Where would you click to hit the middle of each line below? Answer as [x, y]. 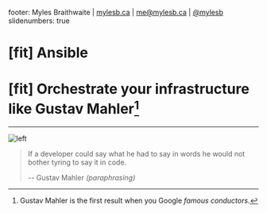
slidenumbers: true [39, 21]
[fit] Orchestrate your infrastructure [129, 89]
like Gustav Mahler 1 [74, 108]
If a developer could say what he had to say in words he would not [136, 154]
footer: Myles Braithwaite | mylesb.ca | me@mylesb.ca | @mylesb [116, 12]
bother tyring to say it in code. [77, 162]
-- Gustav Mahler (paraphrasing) [81, 178]
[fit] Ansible [48, 53]
